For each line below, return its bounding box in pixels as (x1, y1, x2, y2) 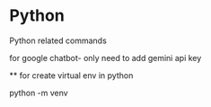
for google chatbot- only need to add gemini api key (9, 52, 202, 63)
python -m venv (9, 87, 69, 98)
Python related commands (9, 35, 108, 46)
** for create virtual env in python (9, 69, 134, 81)
